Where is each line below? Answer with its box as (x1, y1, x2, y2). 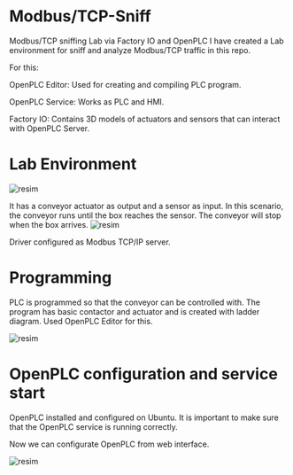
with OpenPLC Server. (9, 122, 90, 134)
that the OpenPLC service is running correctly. (9, 421, 179, 432)
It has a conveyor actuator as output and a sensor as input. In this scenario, (9, 200, 284, 211)
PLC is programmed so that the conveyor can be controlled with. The (9, 297, 261, 308)
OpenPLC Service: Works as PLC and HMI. (9, 96, 165, 107)
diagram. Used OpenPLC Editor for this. (9, 315, 153, 326)
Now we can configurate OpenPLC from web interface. (9, 439, 210, 449)
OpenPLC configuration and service (9, 364, 279, 384)
